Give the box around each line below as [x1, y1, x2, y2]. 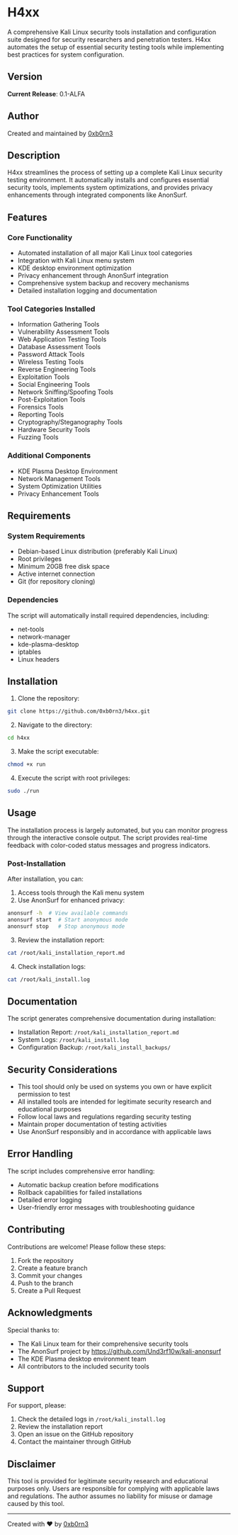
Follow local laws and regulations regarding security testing [17, 1113, 191, 1121]
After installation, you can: [7, 875, 84, 883]
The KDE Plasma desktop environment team [17, 1354, 147, 1363]
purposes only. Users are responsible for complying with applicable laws [7, 1485, 220, 1493]
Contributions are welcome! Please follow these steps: [7, 1242, 166, 1251]
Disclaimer [7, 1458, 56, 1470]
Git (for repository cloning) [17, 577, 96, 586]
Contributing [7, 1223, 65, 1236]
